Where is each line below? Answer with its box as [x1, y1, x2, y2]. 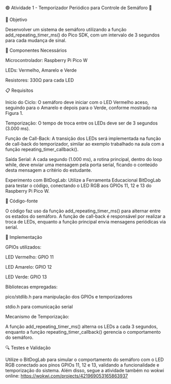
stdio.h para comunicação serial [5, 304, 73, 310]
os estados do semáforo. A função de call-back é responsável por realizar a [5, 213, 165, 219]
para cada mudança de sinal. [5, 37, 67, 43]
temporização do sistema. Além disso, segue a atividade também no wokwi [5, 368, 164, 373]
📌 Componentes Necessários [5, 47, 67, 53]
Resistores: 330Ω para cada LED [5, 77, 74, 83]
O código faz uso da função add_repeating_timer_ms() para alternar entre [5, 208, 161, 214]
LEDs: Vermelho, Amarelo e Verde [5, 67, 77, 73]
